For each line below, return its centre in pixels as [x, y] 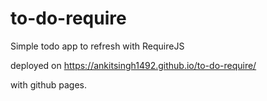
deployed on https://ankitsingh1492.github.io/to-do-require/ [133, 65]
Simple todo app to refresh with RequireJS [97, 46]
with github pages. [49, 84]
